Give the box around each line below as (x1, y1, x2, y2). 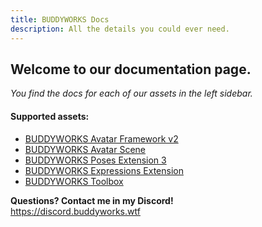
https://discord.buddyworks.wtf (10, 205, 141, 217)
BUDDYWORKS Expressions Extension (24, 164, 184, 176)
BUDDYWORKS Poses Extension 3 (24, 154, 167, 166)
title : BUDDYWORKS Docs (10, 14, 110, 25)
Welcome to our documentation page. (10, 61, 252, 78)
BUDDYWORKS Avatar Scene (24, 143, 146, 155)
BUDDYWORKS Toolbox (24, 175, 124, 187)
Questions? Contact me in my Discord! (10, 194, 174, 206)
